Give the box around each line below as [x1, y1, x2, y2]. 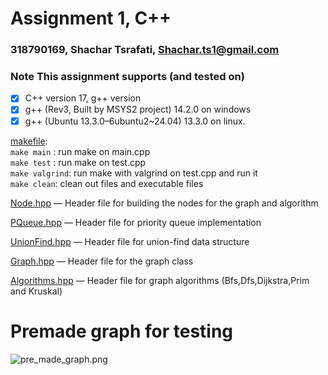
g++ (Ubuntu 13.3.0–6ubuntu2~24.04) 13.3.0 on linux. [24, 115, 246, 127]
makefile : [10, 135, 48, 147]
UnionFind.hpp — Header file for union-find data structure [10, 235, 250, 247]
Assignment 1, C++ [10, 7, 172, 30]
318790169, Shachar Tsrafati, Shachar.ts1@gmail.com [10, 43, 280, 57]
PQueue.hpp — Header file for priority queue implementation [10, 216, 262, 228]
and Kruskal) [10, 285, 63, 297]
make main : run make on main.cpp [10, 145, 151, 157]
